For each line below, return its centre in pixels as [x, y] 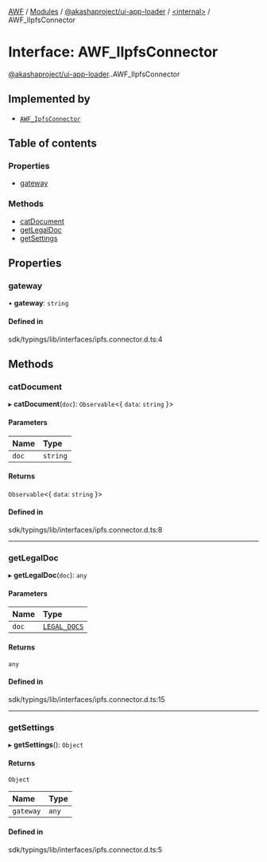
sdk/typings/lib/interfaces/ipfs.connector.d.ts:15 [87, 699]
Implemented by [49, 99]
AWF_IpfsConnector [50, 119]
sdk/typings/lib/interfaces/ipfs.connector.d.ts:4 [85, 339]
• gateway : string [39, 303]
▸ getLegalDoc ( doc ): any [48, 575]
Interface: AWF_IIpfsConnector [113, 52]
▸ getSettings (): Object [46, 745]
